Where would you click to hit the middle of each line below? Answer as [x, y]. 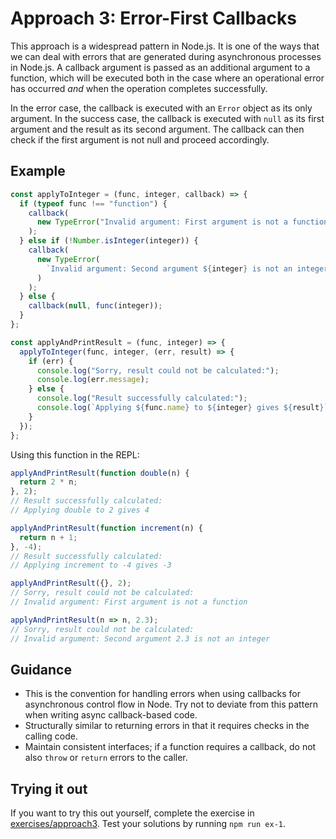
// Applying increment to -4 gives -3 [91, 565]
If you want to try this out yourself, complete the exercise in [132, 813]
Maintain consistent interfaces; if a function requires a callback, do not [170, 747]
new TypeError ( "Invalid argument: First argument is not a [162, 222]
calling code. [51, 736]
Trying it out [49, 788]
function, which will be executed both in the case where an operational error [167, 78]
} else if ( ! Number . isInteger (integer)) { [109, 241]
